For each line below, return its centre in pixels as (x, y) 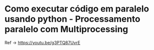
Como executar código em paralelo (77, 9)
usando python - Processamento (73, 19)
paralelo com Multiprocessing (67, 29)
